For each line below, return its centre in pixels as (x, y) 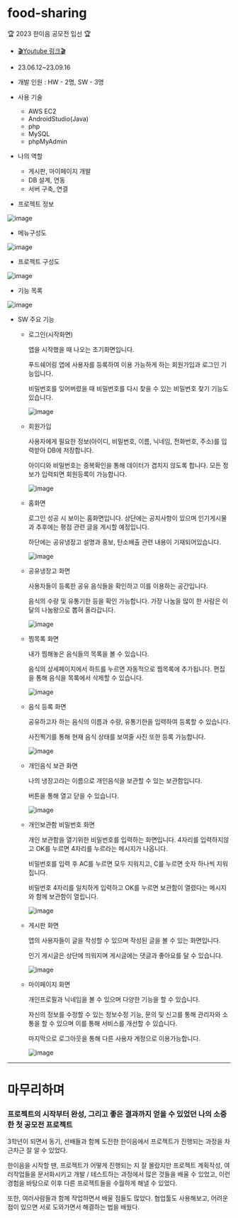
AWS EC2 (42, 111)
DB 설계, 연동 (47, 180)
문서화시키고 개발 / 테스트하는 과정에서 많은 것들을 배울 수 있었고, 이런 (134, 1174)
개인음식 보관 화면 (53, 765)
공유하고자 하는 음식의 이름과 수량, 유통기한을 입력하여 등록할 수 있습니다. (129, 721)
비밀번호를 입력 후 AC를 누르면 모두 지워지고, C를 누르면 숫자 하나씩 (121, 863)
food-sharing (47, 13)
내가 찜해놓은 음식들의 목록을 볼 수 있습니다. (89, 654)
